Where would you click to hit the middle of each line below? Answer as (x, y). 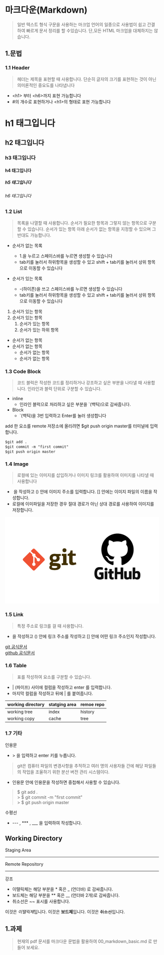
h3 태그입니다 (20, 158)
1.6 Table (16, 666)
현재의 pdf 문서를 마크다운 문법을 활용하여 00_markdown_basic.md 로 (84, 941)
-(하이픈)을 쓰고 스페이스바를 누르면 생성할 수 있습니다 (71, 289)
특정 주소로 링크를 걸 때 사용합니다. (50, 626)
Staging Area (18, 850)
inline (18, 398)
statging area (62, 704)
